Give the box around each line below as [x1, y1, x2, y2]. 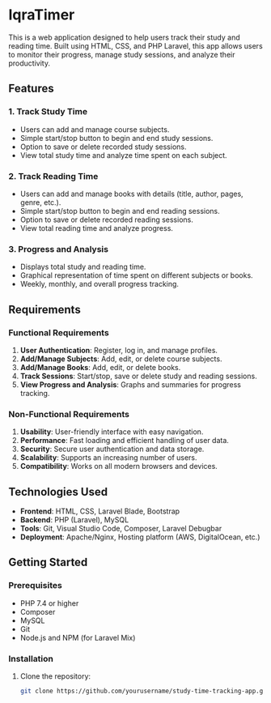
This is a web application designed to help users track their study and [8, 32, 240, 42]
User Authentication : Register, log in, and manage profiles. [19, 345, 218, 355]
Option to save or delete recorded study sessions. [19, 142, 187, 151]
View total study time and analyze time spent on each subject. [19, 150, 228, 160]
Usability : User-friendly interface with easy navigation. [19, 427, 204, 437]
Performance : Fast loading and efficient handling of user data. [19, 436, 229, 445]
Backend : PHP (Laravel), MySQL [19, 515, 129, 525]
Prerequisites [8, 580, 62, 591]
